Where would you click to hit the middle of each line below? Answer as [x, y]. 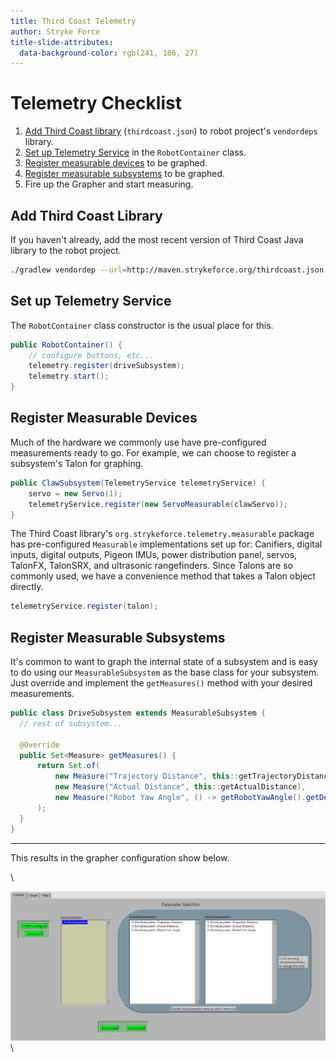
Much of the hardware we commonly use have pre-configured [138, 442]
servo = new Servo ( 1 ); [75, 493]
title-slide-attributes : [62, 42]
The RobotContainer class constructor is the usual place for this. [142, 325]
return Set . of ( [68, 766]
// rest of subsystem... [71, 723]
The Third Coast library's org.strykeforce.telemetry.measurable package [162, 534]
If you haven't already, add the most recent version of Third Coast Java [157, 239]
